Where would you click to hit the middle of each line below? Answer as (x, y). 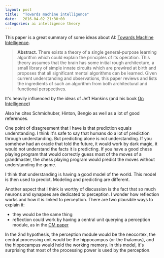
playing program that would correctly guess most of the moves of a (73, 154)
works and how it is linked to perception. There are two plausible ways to (79, 200)
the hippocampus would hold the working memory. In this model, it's (75, 245)
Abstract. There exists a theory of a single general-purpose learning (87, 52)
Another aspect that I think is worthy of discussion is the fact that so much (81, 189)
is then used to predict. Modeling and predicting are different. (67, 180)
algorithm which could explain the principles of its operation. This (83, 58)
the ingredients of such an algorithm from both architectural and (82, 84)
